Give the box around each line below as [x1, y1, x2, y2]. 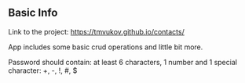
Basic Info [8, 6, 58, 20]
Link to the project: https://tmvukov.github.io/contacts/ [8, 27, 185, 36]
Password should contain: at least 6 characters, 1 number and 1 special [8, 57, 238, 67]
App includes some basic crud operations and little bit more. [8, 42, 203, 52]
